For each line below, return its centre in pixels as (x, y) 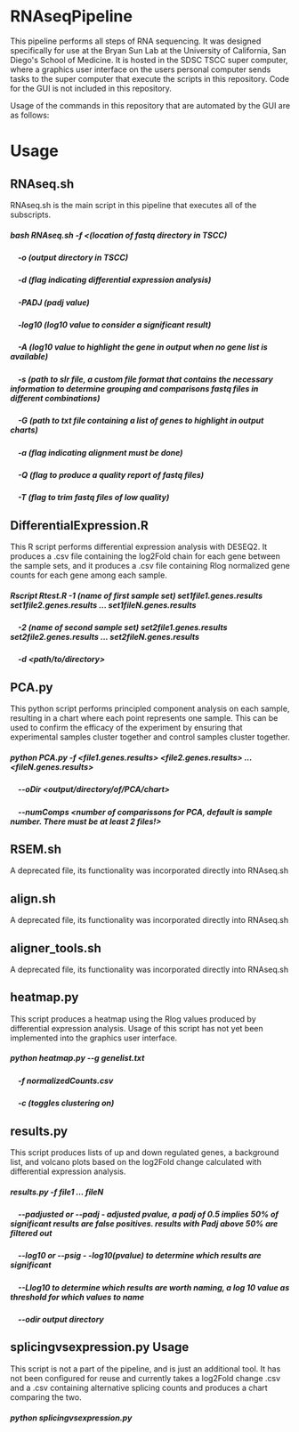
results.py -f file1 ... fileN (57, 1192)
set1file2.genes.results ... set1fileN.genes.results (103, 605)
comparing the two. (46, 1397)
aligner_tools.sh (56, 948)
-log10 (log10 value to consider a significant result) (115, 325)
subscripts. (31, 214)
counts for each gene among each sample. (89, 575)
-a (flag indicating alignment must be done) (101, 452)
